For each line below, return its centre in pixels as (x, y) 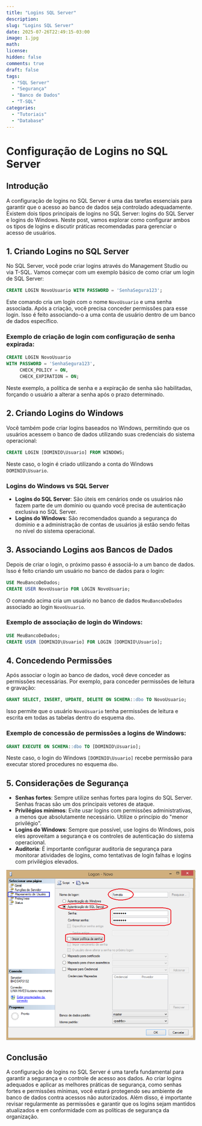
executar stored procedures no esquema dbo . (62, 764)
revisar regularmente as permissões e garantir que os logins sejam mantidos (101, 1104)
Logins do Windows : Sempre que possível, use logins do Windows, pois (105, 830)
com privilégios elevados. (47, 862)
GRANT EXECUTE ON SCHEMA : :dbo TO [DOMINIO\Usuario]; (74, 746)
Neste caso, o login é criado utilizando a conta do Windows (80, 464)
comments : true (25, 63)
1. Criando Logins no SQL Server (68, 251)
